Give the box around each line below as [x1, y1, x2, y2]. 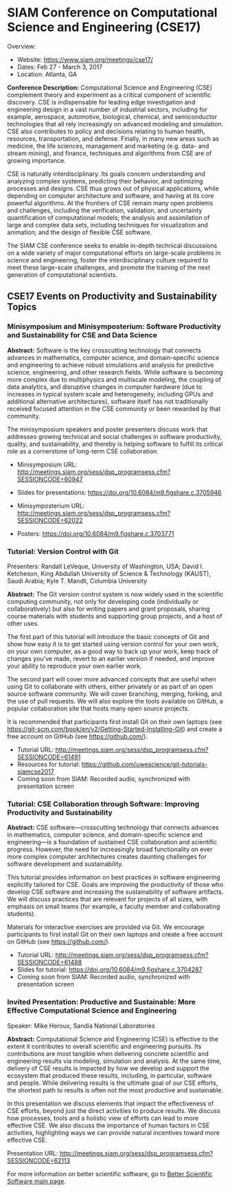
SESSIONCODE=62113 [7, 1156, 71, 1165]
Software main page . [7, 1177, 67, 1185]
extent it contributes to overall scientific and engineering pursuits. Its [7, 1042, 202, 1050]
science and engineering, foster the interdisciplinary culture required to [7, 256, 209, 264]
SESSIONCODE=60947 [16, 475, 84, 483]
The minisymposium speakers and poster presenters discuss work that [7, 425, 208, 434]
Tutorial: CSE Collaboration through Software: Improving [7, 799, 200, 809]
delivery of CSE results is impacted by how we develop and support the [7, 1064, 209, 1072]
